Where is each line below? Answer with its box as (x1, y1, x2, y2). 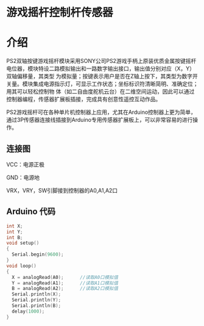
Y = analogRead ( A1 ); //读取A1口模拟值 (12, 280, 119, 286)
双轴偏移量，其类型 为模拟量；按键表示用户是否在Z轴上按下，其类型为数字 (6, 73, 193, 80)
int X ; (6, 223, 23, 229)
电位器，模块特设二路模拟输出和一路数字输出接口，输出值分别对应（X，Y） (6, 65, 195, 72)
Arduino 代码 (6, 206, 56, 217)
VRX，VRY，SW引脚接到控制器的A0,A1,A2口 (6, 187, 118, 194)
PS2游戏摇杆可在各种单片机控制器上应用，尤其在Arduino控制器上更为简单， (6, 108, 197, 116)
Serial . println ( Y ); (12, 297, 62, 303)
